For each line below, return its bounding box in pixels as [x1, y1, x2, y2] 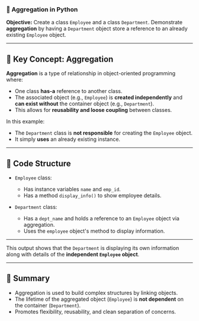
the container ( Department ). [14, 301, 81, 309]
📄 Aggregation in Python [6, 5, 78, 14]
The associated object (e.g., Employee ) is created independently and [14, 94, 182, 101]
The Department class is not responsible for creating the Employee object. [14, 130, 193, 137]
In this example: [6, 118, 45, 125]
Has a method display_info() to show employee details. [23, 192, 162, 199]
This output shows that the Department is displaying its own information [6, 244, 179, 251]
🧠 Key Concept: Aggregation [6, 54, 114, 64]
